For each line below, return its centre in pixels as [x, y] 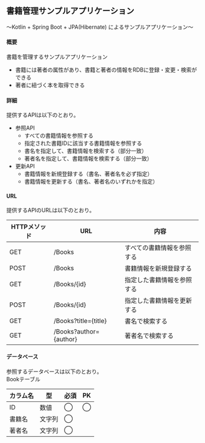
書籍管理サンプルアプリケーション [70, 11]
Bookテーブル [23, 379]
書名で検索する [146, 321]
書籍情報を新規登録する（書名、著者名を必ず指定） [88, 174]
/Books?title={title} [81, 321]
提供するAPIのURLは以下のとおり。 [51, 210]
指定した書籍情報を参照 [158, 280]
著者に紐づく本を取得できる [50, 85]
